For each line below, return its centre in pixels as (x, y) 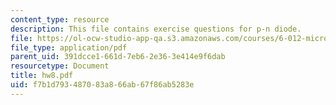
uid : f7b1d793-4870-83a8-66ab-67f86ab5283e (102, 85)
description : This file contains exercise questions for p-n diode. (156, 29)
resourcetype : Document (60, 66)
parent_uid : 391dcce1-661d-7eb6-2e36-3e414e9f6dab (118, 57)
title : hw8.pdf (42, 76)
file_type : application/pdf (69, 47)
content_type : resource (60, 19)
